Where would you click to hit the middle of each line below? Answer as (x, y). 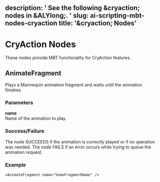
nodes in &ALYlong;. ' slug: (47, 16)
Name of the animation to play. (36, 119)
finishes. (14, 90)
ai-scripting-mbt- (117, 16)
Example (16, 164)
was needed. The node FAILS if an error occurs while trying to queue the (78, 147)
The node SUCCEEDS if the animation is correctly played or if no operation (80, 142)
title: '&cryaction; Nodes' (97, 23)
